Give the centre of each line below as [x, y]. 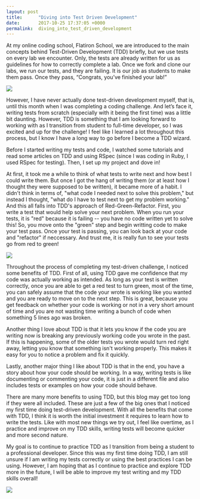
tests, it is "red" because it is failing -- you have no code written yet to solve [100, 218]
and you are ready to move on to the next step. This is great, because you [97, 299]
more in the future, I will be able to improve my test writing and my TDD [94, 472]
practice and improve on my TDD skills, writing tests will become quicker [96, 429]
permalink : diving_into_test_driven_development [69, 28]
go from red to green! [33, 244]
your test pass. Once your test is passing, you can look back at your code [97, 232]
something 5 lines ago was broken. [49, 318]
